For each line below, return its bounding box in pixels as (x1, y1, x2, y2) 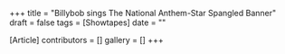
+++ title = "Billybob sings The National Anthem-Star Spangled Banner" (9, 8, 277, 18)
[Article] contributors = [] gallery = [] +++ (9, 35, 165, 45)
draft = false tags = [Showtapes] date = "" (9, 17, 166, 28)
